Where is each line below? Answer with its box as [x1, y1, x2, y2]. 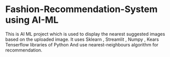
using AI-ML [5, 14, 59, 26]
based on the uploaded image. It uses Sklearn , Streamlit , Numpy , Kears [5, 36, 159, 42]
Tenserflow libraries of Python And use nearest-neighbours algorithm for [5, 41, 159, 47]
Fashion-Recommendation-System [5, 4, 158, 15]
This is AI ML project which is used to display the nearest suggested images [5, 31, 165, 37]
